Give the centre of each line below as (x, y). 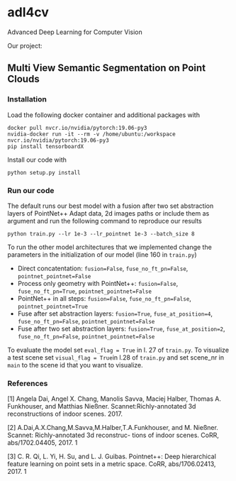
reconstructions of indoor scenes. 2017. (65, 414)
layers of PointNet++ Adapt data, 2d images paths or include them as (108, 213)
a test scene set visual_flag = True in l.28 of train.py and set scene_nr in (116, 357)
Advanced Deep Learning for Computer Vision (75, 32)
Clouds (24, 79)
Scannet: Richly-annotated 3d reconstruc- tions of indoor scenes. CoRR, (113, 435)
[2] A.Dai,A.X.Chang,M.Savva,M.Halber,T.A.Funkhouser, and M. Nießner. (113, 428)
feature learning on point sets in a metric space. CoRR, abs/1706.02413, (112, 464)
